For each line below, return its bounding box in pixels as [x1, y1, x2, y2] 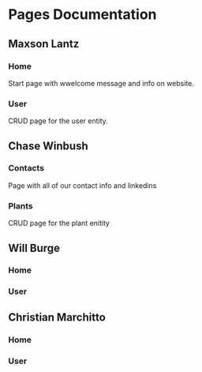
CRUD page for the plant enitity [8, 219, 110, 228]
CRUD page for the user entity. [8, 116, 108, 126]
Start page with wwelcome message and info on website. [8, 78, 195, 88]
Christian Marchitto [8, 310, 107, 324]
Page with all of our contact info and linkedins [8, 180, 157, 190]
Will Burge [8, 241, 61, 254]
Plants [8, 200, 33, 211]
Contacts [8, 163, 45, 174]
